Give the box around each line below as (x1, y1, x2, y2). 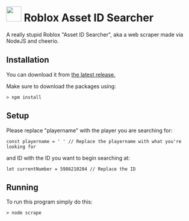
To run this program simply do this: (6, 198, 93, 205)
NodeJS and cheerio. (6, 37, 59, 45)
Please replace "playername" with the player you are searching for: (6, 127, 173, 134)
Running (6, 182, 39, 193)
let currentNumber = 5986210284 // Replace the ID (6, 166, 136, 172)
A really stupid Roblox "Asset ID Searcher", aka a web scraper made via (6, 31, 184, 38)
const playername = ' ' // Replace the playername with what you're (6, 138, 182, 144)
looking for (6, 144, 36, 150)
